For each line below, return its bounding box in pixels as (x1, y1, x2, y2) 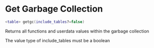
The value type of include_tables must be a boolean (5, 37, 110, 43)
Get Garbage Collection (5, 3, 103, 15)
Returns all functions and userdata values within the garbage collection (5, 28, 149, 34)
